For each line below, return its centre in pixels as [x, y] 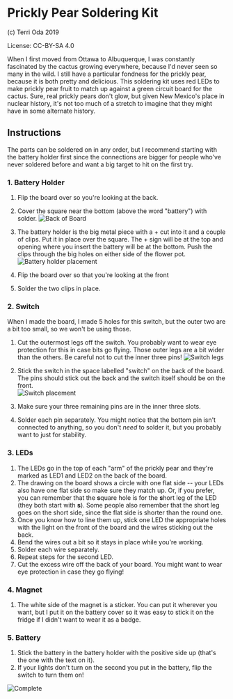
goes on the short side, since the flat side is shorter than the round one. [120, 512]
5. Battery [24, 637]
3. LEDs [20, 453]
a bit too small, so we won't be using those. [69, 329]
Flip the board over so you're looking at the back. [88, 198]
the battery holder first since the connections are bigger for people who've [114, 157]
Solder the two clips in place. [59, 289]
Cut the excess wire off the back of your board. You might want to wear [120, 564]
